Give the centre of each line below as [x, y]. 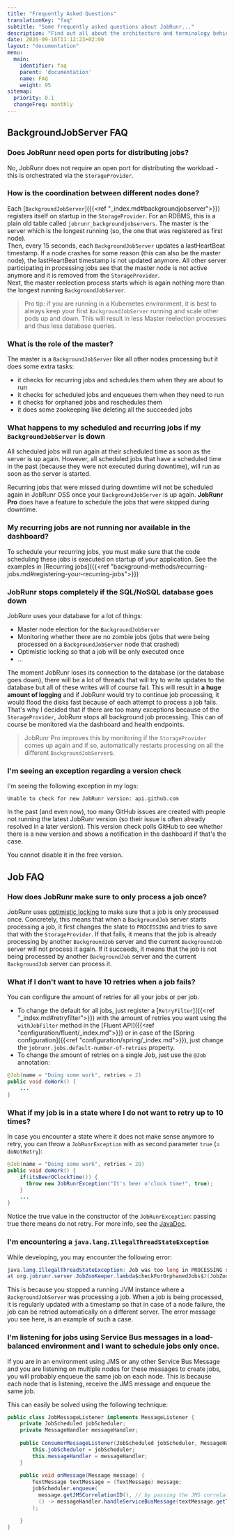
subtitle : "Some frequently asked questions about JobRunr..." [101, 27]
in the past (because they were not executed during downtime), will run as [114, 466]
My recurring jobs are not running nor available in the [99, 527]
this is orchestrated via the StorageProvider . [70, 175]
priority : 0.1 [34, 98]
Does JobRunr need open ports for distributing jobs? [98, 153]
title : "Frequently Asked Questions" [62, 14]
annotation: [33, 1063]
